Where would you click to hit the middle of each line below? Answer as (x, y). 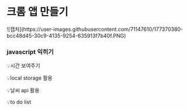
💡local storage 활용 (30, 78)
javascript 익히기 (30, 52)
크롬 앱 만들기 (37, 12)
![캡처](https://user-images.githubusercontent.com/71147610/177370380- (95, 29)
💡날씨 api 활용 (23, 90)
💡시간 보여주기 (23, 66)
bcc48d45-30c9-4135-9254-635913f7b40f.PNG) (66, 36)
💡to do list (19, 102)
